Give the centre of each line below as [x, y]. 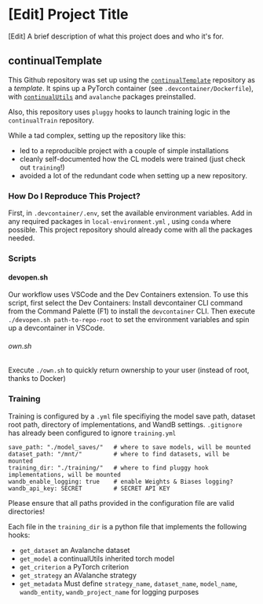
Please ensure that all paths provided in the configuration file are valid [121, 503]
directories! [27, 511]
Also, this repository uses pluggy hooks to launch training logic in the [119, 112]
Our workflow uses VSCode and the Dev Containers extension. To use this [128, 295]
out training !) [42, 167]
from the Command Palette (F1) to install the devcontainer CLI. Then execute [131, 311]
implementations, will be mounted [65, 474]
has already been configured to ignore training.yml [92, 433]
